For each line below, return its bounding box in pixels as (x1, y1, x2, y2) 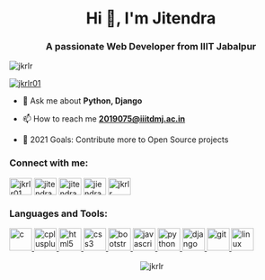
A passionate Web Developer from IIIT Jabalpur (45, 41, 257, 53)
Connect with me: (9, 157, 89, 169)
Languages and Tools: (9, 207, 108, 220)
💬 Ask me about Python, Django (22, 95, 143, 106)
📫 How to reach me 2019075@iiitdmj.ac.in (22, 113, 186, 124)
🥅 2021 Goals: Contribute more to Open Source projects (22, 134, 229, 145)
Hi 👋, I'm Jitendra (85, 8, 216, 29)
